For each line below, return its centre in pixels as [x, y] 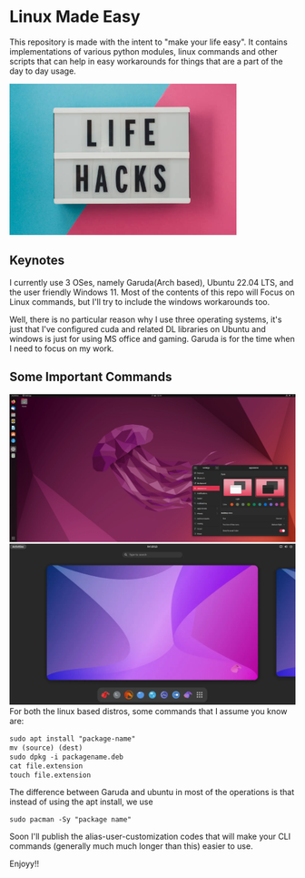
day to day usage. [43, 71]
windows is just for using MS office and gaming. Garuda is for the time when [152, 338]
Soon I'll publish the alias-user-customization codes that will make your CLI [150, 837]
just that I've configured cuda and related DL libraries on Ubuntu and [138, 328]
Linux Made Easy [75, 17]
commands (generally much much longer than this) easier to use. [131, 846]
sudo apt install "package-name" [73, 739]
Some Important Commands [91, 377]
